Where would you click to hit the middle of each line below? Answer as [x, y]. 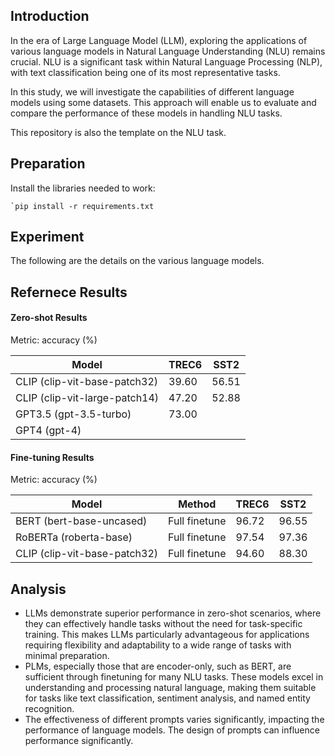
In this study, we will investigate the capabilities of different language [152, 91]
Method [197, 504]
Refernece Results [69, 292]
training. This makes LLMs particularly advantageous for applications [167, 635]
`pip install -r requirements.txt [82, 206]
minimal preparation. [67, 656]
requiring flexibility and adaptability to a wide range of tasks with [158, 645]
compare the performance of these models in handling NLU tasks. [146, 113]
